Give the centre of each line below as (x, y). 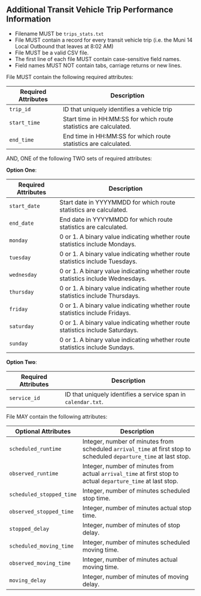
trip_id (20, 109)
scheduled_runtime (35, 449)
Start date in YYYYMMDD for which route (117, 202)
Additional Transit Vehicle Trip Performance (90, 10)
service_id (25, 398)
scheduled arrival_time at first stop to (137, 449)
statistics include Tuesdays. (98, 261)
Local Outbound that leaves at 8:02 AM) (64, 46)
